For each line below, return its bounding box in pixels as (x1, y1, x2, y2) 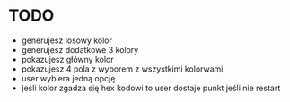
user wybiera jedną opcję (21, 72, 116, 83)
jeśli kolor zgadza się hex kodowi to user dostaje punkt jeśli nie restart (21, 82, 281, 93)
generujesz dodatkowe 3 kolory (21, 44, 139, 55)
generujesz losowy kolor (21, 35, 113, 46)
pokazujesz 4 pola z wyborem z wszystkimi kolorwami (21, 64, 224, 74)
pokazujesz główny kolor (21, 54, 114, 64)
